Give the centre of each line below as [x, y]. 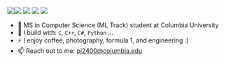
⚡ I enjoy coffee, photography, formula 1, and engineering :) [103, 40]
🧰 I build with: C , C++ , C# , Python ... [65, 32]
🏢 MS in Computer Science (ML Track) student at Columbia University [118, 25]
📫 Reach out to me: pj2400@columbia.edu [80, 51]
